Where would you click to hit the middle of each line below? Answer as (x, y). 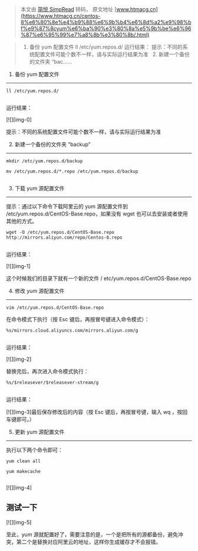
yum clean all (24, 461)
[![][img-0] (19, 120)
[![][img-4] (19, 488)
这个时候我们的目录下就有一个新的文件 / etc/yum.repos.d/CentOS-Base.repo (99, 278)
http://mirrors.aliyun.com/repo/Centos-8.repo (64, 237)
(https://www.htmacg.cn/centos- (60, 16)
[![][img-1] (18, 266)
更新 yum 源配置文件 (39, 432)
